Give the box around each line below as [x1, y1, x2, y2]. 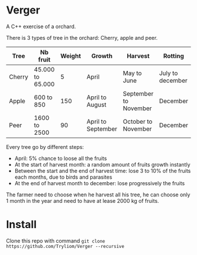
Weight [60, 52, 81, 60]
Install [6, 218, 37, 232]
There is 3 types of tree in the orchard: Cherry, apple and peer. [6, 34, 158, 41]
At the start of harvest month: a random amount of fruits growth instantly [14, 161, 191, 168]
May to [123, 69, 142, 77]
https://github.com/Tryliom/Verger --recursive [6, 243, 125, 249]
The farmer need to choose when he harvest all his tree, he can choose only [6, 191, 191, 198]
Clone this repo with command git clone [6, 237, 106, 244]
